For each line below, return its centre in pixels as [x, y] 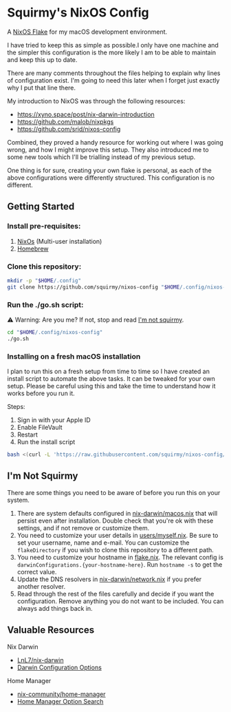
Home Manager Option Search [60, 701]
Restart [27, 434]
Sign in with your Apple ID [54, 420]
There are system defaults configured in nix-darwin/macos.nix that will [117, 513]
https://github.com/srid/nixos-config [69, 129]
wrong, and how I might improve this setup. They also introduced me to [108, 149]
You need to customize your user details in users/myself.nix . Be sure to [118, 535]
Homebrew [33, 249]
